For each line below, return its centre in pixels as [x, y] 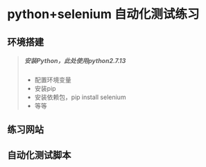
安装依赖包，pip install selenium [80, 97]
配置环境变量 [53, 80]
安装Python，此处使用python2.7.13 [75, 61]
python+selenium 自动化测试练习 [103, 14]
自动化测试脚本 [39, 156]
